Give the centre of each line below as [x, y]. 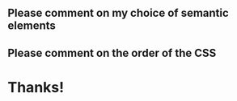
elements [32, 26]
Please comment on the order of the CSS [112, 53]
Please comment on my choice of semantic [118, 13]
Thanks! [36, 87]
